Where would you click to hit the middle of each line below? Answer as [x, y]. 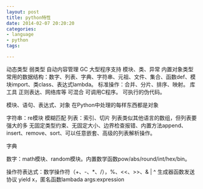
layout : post [23, 12]
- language [20, 35]
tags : [13, 46]
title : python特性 [29, 18]
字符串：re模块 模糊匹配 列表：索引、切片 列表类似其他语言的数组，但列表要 [102, 118]
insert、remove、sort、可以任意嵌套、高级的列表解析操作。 [81, 133]
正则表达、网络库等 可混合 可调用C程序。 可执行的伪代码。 [91, 92]
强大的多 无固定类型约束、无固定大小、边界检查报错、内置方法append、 [96, 125]
